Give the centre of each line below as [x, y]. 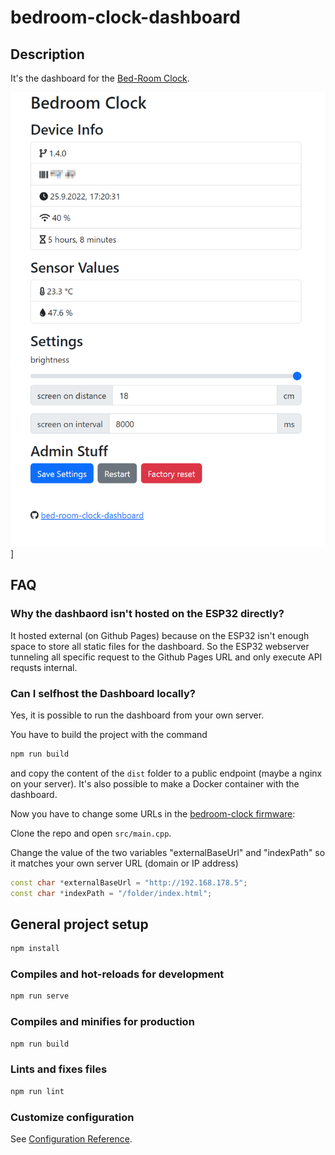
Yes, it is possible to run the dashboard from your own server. [137, 715]
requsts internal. [44, 667]
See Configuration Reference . [71, 1139]
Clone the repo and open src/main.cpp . [91, 833]
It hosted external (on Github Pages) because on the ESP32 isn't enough [160, 635]
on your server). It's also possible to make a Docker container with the [155, 783]
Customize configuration [72, 1117]
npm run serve [40, 996]
